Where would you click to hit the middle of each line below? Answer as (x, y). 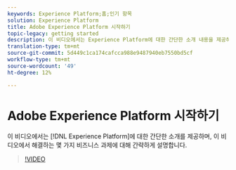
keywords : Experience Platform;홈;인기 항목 (70, 14)
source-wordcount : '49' (42, 66)
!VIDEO (35, 159)
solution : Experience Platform (53, 20)
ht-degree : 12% (29, 72)
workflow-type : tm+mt (39, 60)
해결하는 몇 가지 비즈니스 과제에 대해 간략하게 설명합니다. (109, 145)
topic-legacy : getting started (53, 33)
